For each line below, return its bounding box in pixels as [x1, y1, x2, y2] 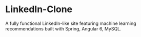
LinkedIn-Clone [5, 4, 73, 15]
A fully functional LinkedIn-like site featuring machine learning [5, 20, 137, 26]
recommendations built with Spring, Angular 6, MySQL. [5, 25, 122, 31]
